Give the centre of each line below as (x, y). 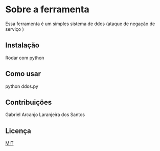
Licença (18, 131)
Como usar (23, 74)
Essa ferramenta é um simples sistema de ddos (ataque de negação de (80, 24)
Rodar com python (25, 58)
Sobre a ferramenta (47, 10)
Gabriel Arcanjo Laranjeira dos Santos (45, 115)
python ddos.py (22, 86)
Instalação (22, 45)
